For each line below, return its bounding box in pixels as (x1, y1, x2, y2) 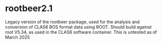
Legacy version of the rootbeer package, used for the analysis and (5, 19, 140, 25)
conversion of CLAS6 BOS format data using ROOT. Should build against (5, 24, 152, 29)
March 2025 (5, 34, 30, 40)
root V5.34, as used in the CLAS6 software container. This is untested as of (5, 29, 157, 35)
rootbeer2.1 (5, 3, 53, 14)
